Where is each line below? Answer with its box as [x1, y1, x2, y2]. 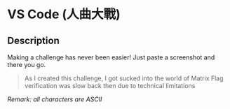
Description [7, 34, 60, 46]
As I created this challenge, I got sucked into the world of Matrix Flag [24, 74, 224, 82]
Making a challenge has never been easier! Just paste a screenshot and [7, 53, 215, 61]
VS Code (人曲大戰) [7, 6, 121, 22]
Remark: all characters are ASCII [7, 95, 102, 103]
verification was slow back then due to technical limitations [24, 82, 196, 89]
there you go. [7, 61, 46, 68]
